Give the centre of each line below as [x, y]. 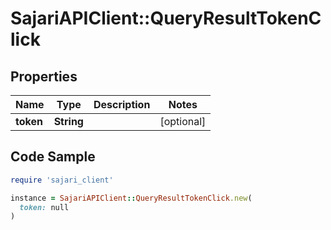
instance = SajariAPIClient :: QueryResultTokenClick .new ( [131, 198]
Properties [44, 76]
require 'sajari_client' [62, 180]
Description [122, 104]
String [68, 121]
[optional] [183, 121]
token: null [44, 207]
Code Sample [53, 157]
